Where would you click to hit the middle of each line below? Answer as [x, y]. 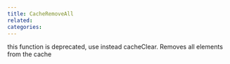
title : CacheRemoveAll [40, 14]
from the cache [30, 54]
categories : [25, 27]
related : [20, 20]
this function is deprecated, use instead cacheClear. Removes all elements [115, 47]
